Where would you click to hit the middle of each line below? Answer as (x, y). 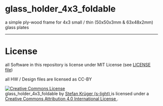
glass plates (17, 27)
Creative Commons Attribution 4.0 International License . (62, 99)
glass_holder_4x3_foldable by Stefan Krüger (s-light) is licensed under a (77, 93)
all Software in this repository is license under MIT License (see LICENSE (78, 65)
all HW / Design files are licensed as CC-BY (49, 79)
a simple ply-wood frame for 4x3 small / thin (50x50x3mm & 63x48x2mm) (79, 22)
